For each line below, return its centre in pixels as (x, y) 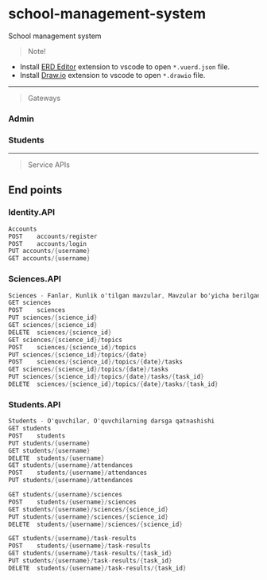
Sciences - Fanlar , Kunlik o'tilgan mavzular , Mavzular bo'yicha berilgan (135, 295)
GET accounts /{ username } (49, 259)
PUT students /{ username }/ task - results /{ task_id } (90, 561)
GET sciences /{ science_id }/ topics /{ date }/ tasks (89, 370)
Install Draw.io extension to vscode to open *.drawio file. (112, 75)
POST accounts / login (48, 243)
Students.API (35, 404)
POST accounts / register (53, 236)
